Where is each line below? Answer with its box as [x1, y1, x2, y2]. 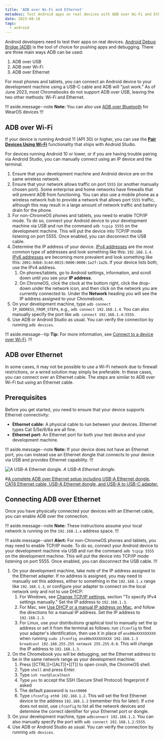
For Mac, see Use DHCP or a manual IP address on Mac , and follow [19, 604, 155, 610]
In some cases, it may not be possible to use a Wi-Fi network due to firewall [5, 364, 158, 370]
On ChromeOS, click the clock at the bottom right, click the [19, 280, 138, 286]
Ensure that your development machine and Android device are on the [12, 171, 153, 176]
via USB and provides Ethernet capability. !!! [5, 457, 94, 463]
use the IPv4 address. [12, 264, 57, 270]
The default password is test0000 [19, 688, 87, 693]
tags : [5, 21, 16, 26]
